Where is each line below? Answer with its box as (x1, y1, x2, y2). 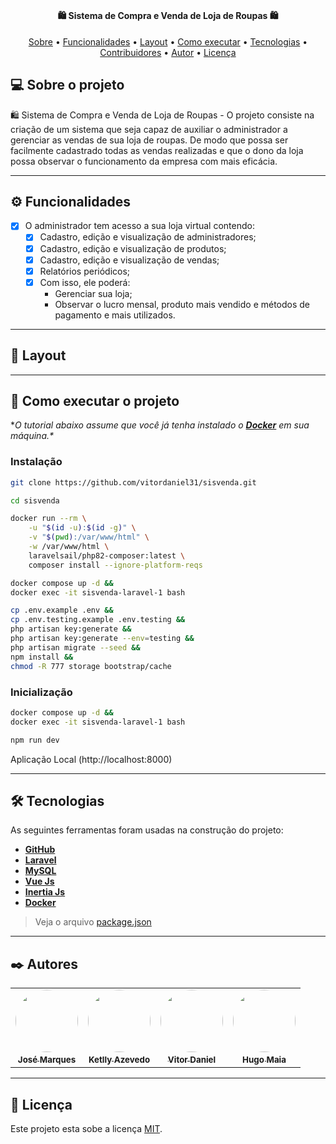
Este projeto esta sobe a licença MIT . (10, 1122, 163, 1134)
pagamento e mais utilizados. (54, 309, 176, 321)
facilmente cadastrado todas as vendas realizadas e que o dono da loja (10, 144, 304, 156)
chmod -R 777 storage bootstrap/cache (10, 661, 172, 671)
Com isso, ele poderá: (39, 276, 131, 288)
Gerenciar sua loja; (54, 287, 133, 299)
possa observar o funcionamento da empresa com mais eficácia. (10, 155, 278, 167)
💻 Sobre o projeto (10, 77, 125, 94)
